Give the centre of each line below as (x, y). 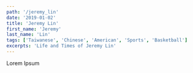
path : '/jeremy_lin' (33, 12)
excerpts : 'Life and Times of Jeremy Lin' (61, 46)
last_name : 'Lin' (28, 35)
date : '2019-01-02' (31, 18)
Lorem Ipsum (23, 63)
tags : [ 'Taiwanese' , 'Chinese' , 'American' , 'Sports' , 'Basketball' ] (97, 40)
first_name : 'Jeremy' (34, 29)
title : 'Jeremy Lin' (33, 23)
